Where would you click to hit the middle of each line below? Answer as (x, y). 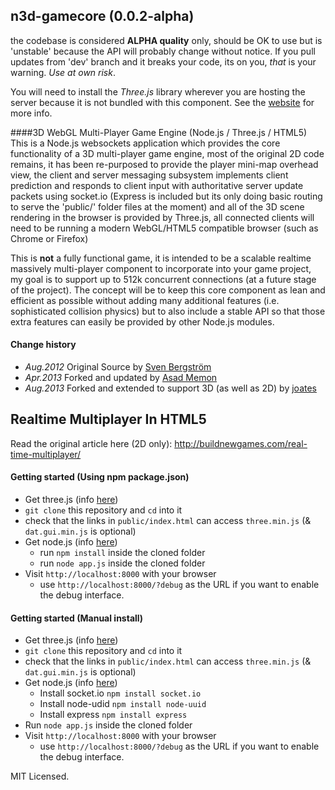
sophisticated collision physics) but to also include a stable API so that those (168, 311)
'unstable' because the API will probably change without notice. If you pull (163, 51)
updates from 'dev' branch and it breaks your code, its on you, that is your (163, 61)
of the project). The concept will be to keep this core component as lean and (168, 290)
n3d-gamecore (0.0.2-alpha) (102, 16)
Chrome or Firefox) (49, 238)
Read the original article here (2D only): (91, 443)
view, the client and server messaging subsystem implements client (149, 175)
